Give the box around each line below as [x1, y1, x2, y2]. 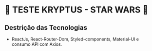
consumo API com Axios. [11, 41, 62, 47]
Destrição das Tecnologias [4, 24, 87, 32]
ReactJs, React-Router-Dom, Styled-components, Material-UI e [11, 36, 139, 42]
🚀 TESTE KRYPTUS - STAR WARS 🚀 [4, 4, 149, 15]
